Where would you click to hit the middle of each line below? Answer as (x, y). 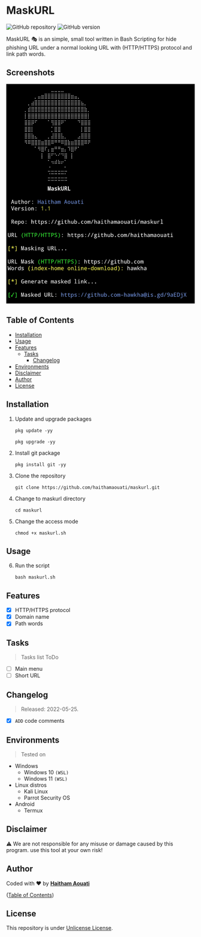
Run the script (32, 565)
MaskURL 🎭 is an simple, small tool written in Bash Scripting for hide (92, 39)
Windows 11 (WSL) (45, 778)
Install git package (37, 453)
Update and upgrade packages (53, 419)
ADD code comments (39, 721)
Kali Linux (36, 791)
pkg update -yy (34, 431)
